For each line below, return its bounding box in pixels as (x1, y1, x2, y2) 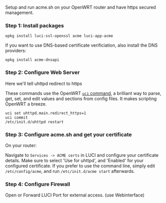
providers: (5, 48, 27, 54)
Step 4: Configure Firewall (5, 180, 70, 187)
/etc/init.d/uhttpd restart (5, 119, 64, 125)
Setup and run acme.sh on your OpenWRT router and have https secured (5, 5, 156, 10)
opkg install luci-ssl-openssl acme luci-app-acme (5, 34, 113, 39)
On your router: (5, 142, 37, 148)
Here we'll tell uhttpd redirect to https (5, 80, 82, 86)
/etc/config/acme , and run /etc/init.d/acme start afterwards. (5, 168, 135, 174)
